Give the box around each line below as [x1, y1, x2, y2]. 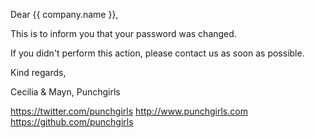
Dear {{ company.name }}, [10, 9, 119, 20]
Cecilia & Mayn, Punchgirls [10, 86, 121, 98]
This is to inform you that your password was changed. [10, 28, 237, 39]
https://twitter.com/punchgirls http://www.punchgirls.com [10, 105, 248, 117]
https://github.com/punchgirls [10, 116, 134, 128]
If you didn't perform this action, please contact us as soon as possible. [10, 47, 305, 59]
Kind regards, [10, 67, 67, 78]
